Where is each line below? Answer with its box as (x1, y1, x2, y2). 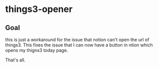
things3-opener (5, 3, 73, 15)
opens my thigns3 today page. (5, 47, 68, 53)
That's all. (5, 57, 26, 63)
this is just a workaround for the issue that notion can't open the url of (5, 36, 149, 42)
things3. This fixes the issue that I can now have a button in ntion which (5, 42, 153, 48)
